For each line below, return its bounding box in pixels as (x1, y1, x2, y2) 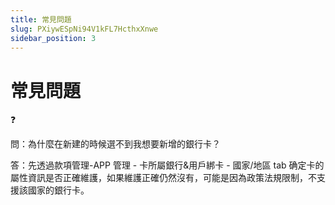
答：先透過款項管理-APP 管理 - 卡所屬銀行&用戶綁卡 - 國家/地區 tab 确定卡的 (10, 159, 325, 171)
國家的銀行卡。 (27, 184, 90, 196)
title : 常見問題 (10, 14, 72, 25)
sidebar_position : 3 (10, 33, 97, 43)
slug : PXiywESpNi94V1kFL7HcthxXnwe (10, 24, 159, 34)
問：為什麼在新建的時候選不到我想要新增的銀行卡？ (10, 138, 221, 150)
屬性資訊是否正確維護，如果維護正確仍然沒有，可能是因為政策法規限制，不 (10, 172, 317, 184)
